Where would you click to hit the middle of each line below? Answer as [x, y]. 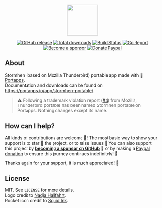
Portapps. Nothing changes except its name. [62, 110]
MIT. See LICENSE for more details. [40, 190]
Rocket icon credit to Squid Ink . [37, 201]
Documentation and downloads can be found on [54, 85]
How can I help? [30, 126]
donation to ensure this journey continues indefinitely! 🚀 [62, 153]
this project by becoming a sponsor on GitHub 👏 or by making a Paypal [78, 148]
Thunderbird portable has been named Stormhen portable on [79, 105]
